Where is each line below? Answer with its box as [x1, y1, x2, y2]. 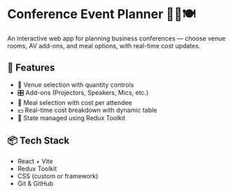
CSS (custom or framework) [17, 171, 99, 180]
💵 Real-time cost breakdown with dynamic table [17, 106, 157, 114]
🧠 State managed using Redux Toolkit [17, 113, 126, 122]
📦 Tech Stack [7, 135, 70, 147]
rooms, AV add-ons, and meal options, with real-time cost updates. [7, 41, 201, 50]
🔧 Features [7, 62, 55, 74]
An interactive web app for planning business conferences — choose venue [7, 34, 226, 43]
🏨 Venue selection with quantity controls [17, 80, 134, 89]
